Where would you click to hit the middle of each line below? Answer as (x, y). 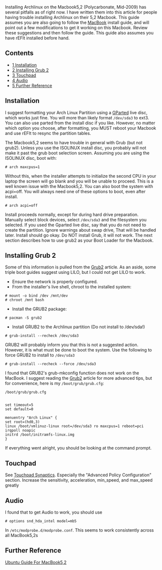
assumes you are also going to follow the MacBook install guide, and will (77, 22)
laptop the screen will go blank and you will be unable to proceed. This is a (79, 181)
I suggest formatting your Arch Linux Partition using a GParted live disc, (76, 112)
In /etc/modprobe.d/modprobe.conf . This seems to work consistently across (79, 530)
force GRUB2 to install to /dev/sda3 (40, 355)
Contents (19, 53)
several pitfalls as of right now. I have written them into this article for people (81, 12)
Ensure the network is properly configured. (55, 282)
